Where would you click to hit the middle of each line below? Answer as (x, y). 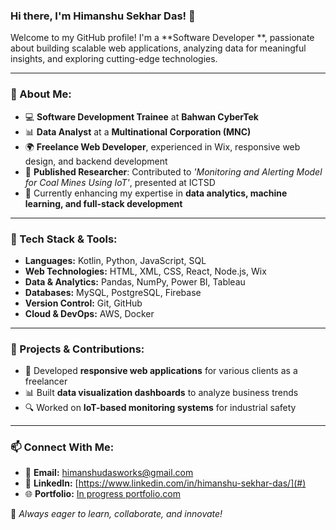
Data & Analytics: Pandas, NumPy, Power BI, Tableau (135, 281)
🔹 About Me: (41, 94)
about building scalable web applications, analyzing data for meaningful (158, 48)
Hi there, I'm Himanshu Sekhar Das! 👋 (103, 16)
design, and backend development (96, 161)
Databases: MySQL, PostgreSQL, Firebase (113, 292)
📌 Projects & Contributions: (77, 349)
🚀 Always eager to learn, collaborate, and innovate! (116, 514)
